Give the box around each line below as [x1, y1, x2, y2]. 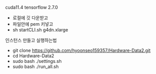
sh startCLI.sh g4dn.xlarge [12, 27, 68, 32]
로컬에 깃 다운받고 [12, 15, 48, 21]
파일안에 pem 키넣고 [12, 21, 53, 27]
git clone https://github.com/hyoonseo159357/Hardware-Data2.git [12, 48, 151, 53]
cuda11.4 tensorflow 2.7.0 [5, 5, 58, 10]
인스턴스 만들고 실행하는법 [5, 38, 57, 43]
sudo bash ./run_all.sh [12, 63, 59, 69]
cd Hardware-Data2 [12, 53, 55, 59]
